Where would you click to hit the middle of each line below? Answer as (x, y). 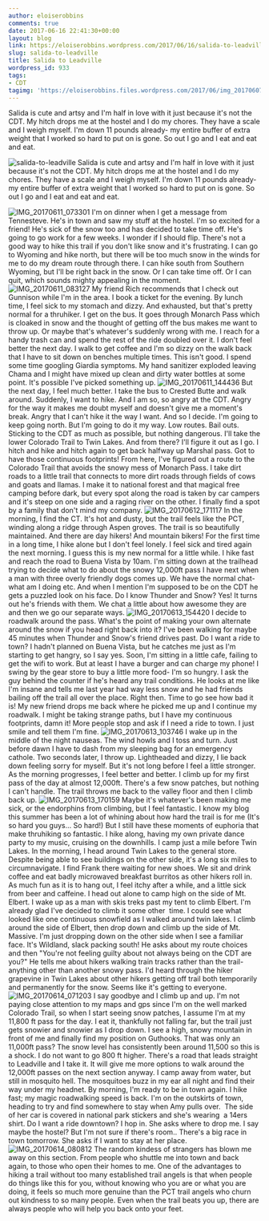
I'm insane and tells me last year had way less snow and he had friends (126, 689)
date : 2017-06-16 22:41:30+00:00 (64, 30)
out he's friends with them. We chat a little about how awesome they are (127, 604)
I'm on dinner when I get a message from (159, 212)
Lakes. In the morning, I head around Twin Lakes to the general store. (122, 851)
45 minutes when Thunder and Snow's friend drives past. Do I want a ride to (134, 638)
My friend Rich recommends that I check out (165, 289)
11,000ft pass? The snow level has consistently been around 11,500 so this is (134, 1047)
